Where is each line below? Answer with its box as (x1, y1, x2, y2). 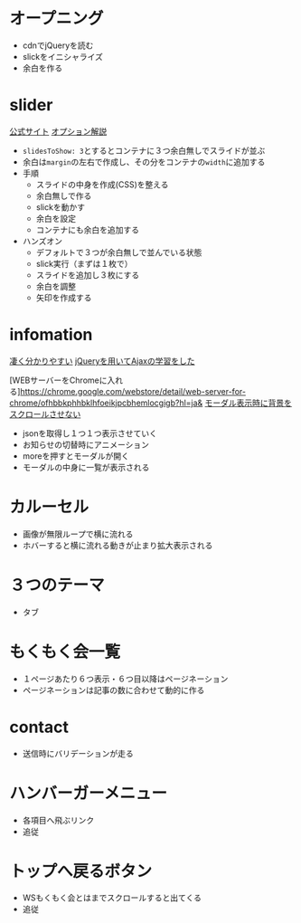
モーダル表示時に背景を (204, 397, 292, 408)
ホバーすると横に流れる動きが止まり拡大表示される (22, 539, 213, 550)
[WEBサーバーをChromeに (9, 375, 108, 385)
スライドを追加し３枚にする (35, 269, 140, 281)
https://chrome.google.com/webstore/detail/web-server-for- (20, 385, 247, 396)
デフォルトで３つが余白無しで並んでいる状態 (35, 246, 202, 258)
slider (9, 95, 53, 116)
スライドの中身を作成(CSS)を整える (35, 178, 169, 190)
